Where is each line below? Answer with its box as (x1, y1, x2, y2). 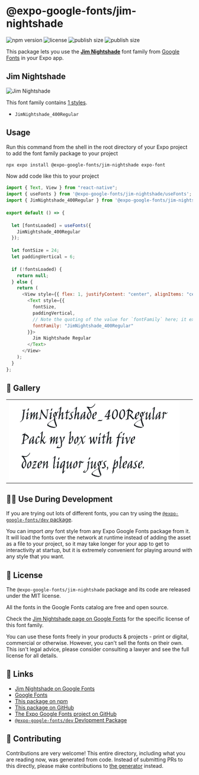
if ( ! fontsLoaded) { (11, 266, 62, 272)
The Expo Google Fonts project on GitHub (14, 710, 117, 717)
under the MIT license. (6, 593, 61, 600)
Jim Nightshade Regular (32, 335, 92, 341)
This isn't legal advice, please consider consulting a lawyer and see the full (6, 646, 190, 653)
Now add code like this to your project (6, 172, 99, 179)
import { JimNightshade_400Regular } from (6, 197, 113, 203)
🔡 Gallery (6, 383, 41, 393)
